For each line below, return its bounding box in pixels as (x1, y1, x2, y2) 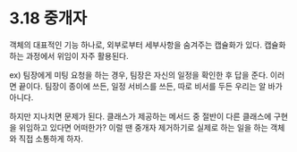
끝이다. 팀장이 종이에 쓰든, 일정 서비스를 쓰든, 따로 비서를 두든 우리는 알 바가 (18, 80, 284, 91)
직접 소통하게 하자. (18, 133, 83, 144)
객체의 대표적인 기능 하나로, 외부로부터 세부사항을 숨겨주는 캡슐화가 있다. (9, 39, 262, 50)
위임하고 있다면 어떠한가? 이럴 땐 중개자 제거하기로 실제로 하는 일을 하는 (18, 122, 268, 132)
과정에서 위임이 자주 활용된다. (25, 50, 129, 61)
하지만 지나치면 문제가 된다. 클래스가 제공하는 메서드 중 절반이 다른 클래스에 (9, 111, 272, 122)
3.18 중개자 (9, 8, 88, 29)
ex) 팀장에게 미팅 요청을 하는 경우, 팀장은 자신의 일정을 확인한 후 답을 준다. (9, 69, 268, 80)
